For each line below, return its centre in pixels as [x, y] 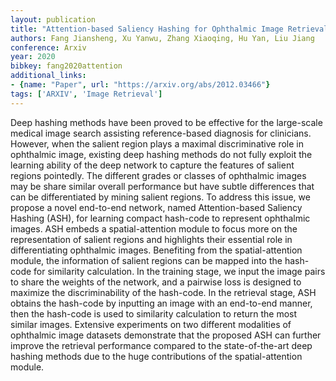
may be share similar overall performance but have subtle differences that [162, 186]
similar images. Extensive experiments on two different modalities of [151, 324]
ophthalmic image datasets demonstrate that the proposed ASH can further [166, 335]
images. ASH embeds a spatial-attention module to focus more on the [154, 228]
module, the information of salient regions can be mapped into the [146, 260]
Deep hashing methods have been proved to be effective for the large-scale [166, 122]
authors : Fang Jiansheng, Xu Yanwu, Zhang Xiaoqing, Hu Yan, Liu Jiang [162, 38]
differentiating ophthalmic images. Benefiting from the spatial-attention [156, 250]
